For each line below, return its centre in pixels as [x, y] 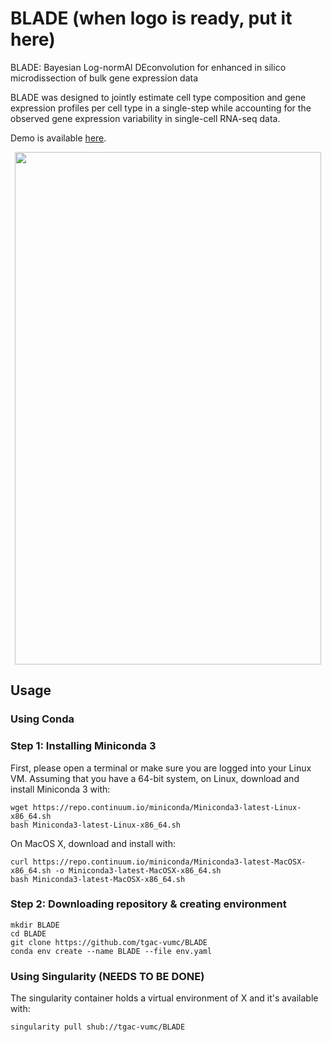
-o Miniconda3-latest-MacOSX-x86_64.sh [138, 870]
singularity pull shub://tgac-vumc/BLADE [98, 1027]
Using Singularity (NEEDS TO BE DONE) [107, 976]
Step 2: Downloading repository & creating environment [148, 904]
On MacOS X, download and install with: [93, 843]
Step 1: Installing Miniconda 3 [83, 746]
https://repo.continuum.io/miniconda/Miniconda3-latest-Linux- [167, 807]
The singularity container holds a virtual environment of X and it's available [164, 998]
